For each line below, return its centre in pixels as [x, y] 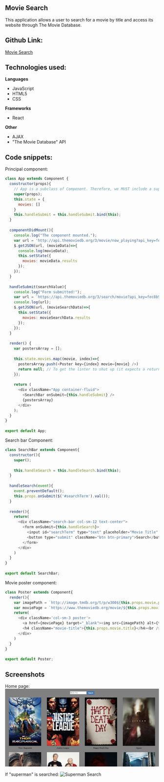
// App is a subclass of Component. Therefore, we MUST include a [83, 189]
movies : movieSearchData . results [57, 318]
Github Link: [24, 40]
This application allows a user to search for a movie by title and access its [79, 20]
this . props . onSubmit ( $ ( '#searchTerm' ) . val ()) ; [62, 496]
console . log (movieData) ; [43, 251]
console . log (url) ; [32, 302]
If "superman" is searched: [32, 774]
